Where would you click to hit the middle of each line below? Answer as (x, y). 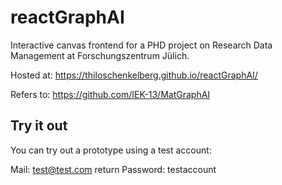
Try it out (39, 126)
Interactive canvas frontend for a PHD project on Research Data (141, 45)
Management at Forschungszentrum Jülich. (100, 55)
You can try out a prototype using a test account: (111, 150)
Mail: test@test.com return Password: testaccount (113, 169)
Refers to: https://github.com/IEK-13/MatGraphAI (110, 94)
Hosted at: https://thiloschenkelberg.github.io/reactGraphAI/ (134, 75)
